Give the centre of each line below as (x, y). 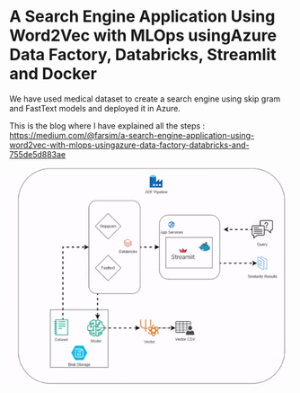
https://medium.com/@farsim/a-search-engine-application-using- (132, 135)
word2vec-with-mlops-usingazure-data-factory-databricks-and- (129, 145)
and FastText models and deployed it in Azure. (95, 108)
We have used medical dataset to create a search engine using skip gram (145, 98)
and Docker (53, 74)
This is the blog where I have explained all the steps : (107, 125)
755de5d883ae (38, 154)
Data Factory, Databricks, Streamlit (143, 55)
